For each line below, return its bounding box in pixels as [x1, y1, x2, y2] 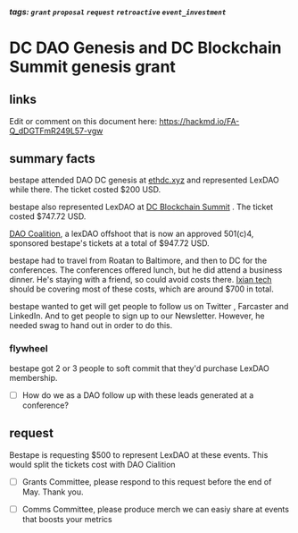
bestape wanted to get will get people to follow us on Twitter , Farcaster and [9, 301, 289, 312]
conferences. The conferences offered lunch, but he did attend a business [9, 265, 283, 275]
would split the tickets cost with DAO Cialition [9, 459, 176, 470]
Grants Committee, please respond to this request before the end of [21, 476, 272, 486]
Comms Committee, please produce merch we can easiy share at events [21, 503, 290, 514]
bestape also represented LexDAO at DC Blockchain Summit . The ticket [9, 201, 274, 213]
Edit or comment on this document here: [9, 115, 158, 126]
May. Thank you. [21, 486, 84, 497]
